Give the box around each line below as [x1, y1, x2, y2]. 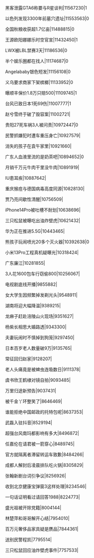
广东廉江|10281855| [5, 260, 46, 266]
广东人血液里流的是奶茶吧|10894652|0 [5, 154, 84, 160]
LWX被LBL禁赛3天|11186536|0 [5, 48, 68, 53]
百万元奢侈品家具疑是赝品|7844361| [5, 526, 79, 532]
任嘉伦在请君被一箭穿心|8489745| [5, 441, 75, 447]
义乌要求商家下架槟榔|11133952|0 [5, 80, 74, 85]
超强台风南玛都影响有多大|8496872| [5, 430, 80, 436]
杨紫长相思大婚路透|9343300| [5, 324, 67, 330]
